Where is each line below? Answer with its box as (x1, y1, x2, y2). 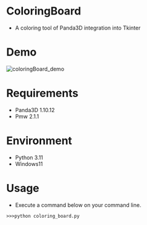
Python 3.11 (15, 154, 44, 161)
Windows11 (15, 160, 44, 167)
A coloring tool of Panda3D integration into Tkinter (15, 24, 141, 31)
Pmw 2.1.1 (15, 113, 39, 120)
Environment (6, 134, 73, 147)
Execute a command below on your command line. (15, 201, 142, 209)
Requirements (6, 86, 79, 100)
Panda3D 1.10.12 (15, 106, 55, 113)
